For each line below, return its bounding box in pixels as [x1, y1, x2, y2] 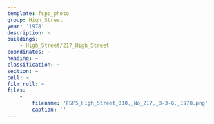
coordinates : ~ [7, 49, 51, 56]
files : [7, 87, 26, 94]
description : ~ [7, 29, 51, 37]
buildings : [7, 36, 39, 43]
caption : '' [32, 106, 67, 113]
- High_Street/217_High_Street [19, 42, 110, 49]
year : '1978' [7, 23, 45, 30]
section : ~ [7, 68, 39, 74]
